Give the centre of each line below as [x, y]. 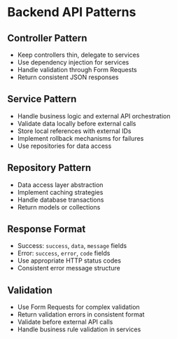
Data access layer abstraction [60, 185]
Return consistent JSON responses [68, 77]
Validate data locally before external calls [77, 123]
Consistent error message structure [69, 268]
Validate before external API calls [65, 322]
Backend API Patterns [72, 12]
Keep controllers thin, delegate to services [78, 55]
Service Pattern [42, 99]
